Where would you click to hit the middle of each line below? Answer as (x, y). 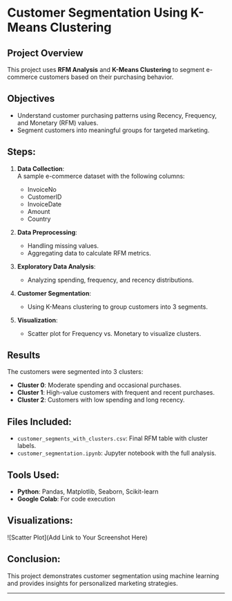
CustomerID (45, 197)
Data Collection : (41, 168)
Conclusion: (34, 559)
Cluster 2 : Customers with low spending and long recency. (101, 400)
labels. (27, 446)
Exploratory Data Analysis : (56, 266)
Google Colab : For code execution (66, 499)
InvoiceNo (42, 189)
